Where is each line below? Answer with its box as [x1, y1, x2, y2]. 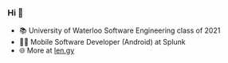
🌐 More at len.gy [18, 45, 75, 55]
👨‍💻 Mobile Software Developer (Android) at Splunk [18, 37, 187, 47]
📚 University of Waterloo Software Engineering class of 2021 [18, 26, 221, 35]
